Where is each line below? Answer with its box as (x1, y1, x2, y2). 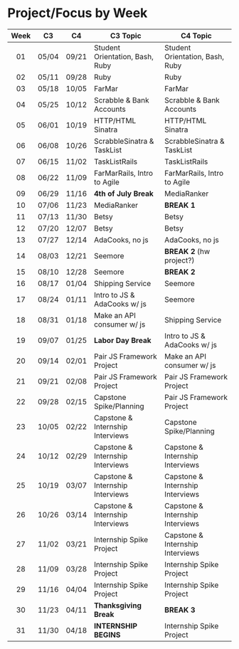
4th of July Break (93, 189, 154, 199)
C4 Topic (180, 31, 212, 41)
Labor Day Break (93, 335, 152, 345)
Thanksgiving (93, 600, 142, 610)
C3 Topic (110, 31, 142, 41)
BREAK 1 (164, 200, 196, 210)
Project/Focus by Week (7, 5, 148, 21)
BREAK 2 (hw (164, 246, 211, 256)
